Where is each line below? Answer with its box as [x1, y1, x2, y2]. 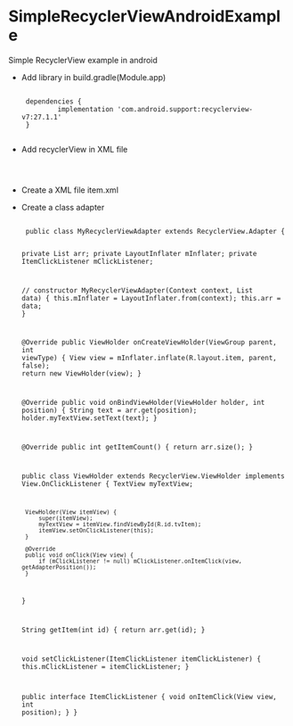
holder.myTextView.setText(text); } [20, 414, 158, 423]
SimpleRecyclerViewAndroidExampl [8, 6, 281, 27]
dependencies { [25, 96, 82, 106]
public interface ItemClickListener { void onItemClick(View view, [20, 692, 277, 701]
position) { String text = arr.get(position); [20, 406, 198, 416]
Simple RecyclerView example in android [8, 54, 158, 65]
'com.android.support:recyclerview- [117, 104, 254, 113]
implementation [57, 104, 114, 113]
